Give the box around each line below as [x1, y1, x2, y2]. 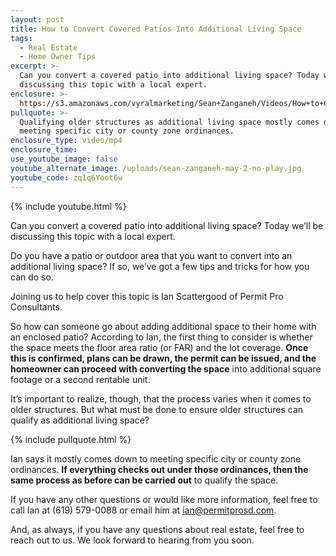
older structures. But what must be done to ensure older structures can [10, 403, 304, 415]
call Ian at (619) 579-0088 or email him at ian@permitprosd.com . [10, 504, 277, 516]
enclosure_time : [10, 145, 78, 155]
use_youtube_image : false [10, 154, 118, 164]
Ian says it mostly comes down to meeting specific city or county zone [10, 452, 302, 465]
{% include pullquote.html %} [10, 433, 132, 445]
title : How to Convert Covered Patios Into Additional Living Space [10, 24, 302, 34]
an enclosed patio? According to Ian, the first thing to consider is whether [10, 331, 313, 343]
